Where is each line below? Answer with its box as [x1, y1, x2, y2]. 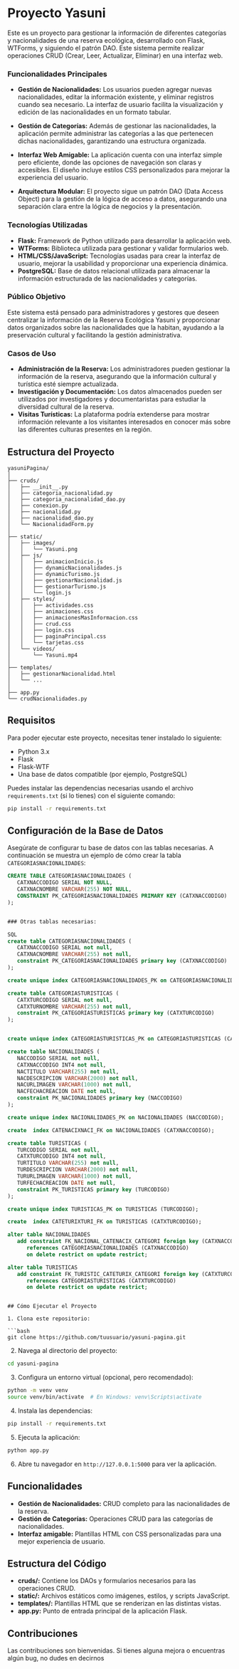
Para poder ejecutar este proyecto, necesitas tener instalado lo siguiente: [7, 733, 222, 742]
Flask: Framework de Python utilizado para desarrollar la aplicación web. [17, 236, 232, 245]
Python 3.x [17, 747, 50, 755]
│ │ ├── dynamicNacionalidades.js [7, 564, 122, 571]
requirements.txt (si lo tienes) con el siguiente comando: [7, 791, 176, 800]
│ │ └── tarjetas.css [7, 639, 84, 646]
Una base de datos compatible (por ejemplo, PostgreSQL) [17, 770, 188, 778]
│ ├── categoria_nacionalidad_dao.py [7, 496, 126, 503]
